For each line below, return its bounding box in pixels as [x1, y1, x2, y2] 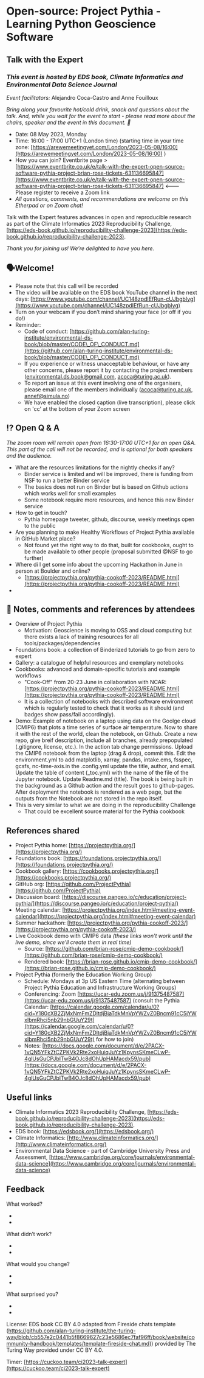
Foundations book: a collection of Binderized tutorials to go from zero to [15, 646, 195, 654]
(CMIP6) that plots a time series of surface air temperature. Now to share [15, 724, 198, 731]
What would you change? [6, 1260, 70, 1267]
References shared [6, 825, 80, 836]
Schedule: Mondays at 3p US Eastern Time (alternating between [24, 978, 185, 985]
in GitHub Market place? [15, 534, 76, 542]
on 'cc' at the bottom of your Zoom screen [24, 405, 131, 412]
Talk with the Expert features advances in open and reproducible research [6, 213, 192, 220]
